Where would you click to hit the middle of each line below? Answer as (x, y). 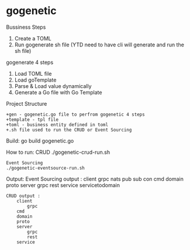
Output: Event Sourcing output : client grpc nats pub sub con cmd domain (95, 179)
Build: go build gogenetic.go (40, 141)
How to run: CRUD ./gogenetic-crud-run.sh (58, 152)
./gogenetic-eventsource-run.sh (45, 168)
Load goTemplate (35, 80)
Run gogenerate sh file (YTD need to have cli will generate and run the (99, 45)
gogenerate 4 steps (30, 62)
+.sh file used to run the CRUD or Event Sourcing (69, 130)
